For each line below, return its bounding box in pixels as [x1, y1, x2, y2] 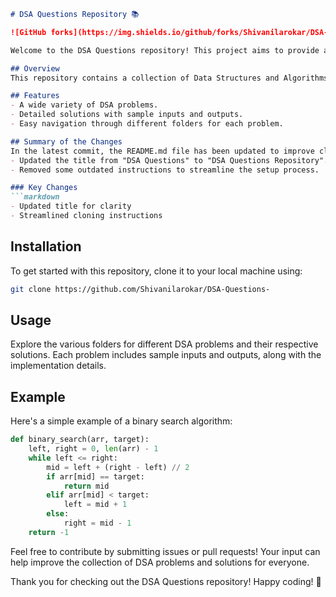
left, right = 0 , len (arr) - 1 [28, 444, 159, 454]
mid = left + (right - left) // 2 [46, 462, 190, 472]
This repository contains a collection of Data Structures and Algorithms [10, 73, 329, 83]
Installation [10, 238, 82, 255]
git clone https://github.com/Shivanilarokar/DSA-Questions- [10, 284, 271, 294]
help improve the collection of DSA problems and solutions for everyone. [10, 556, 310, 568]
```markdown [10, 192, 60, 202]
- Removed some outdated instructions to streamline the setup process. [10, 165, 320, 175]
